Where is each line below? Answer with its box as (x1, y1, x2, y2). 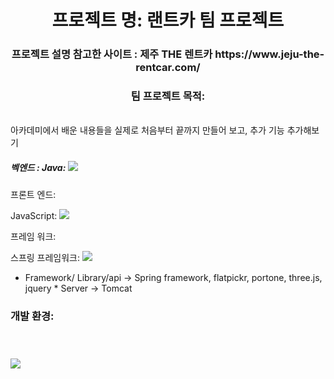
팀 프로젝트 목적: (130, 89, 206, 103)
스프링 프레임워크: (10, 252, 81, 264)
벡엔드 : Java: (10, 162, 67, 173)
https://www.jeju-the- (214, 47, 325, 61)
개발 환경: (10, 309, 55, 323)
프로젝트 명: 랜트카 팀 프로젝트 (51, 9, 285, 32)
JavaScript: (10, 210, 58, 222)
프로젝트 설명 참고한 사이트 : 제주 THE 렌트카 (11, 47, 213, 61)
